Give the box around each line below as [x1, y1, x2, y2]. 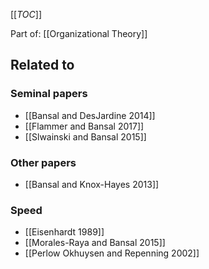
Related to [10, 57, 75, 74]
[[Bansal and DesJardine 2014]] [24, 109, 156, 121]
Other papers [10, 155, 77, 169]
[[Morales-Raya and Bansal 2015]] [24, 237, 166, 249]
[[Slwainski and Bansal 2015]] [24, 130, 147, 143]
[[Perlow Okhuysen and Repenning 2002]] [24, 247, 200, 259]
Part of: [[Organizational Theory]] [10, 28, 148, 39]
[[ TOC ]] [10, 9, 42, 20]
